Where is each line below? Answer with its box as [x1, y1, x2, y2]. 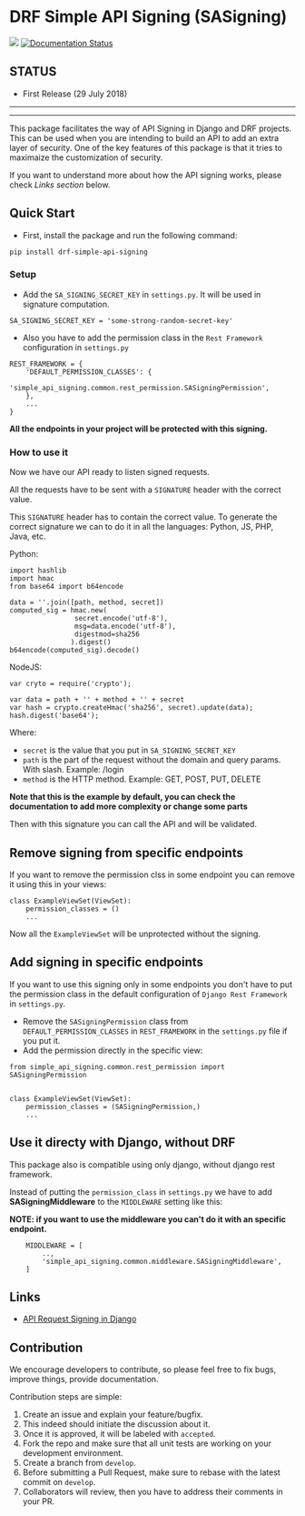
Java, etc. [9, 531, 46, 542]
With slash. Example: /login [22, 764, 124, 775]
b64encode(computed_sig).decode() [9, 646, 141, 655]
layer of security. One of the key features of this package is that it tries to [9, 142, 283, 153]
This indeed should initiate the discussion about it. [22, 1419, 211, 1430]
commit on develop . [22, 1477, 96, 1488]
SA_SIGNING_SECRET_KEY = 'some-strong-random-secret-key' [9, 316, 233, 325]
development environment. [22, 1448, 124, 1459]
